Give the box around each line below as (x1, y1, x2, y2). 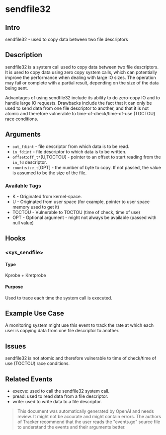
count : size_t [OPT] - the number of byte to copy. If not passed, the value (12, 164, 162, 170)
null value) (12, 219, 34, 225)
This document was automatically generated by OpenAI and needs (17, 408, 154, 414)
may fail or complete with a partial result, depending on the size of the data (5, 79, 159, 85)
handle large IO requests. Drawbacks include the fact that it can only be (5, 100, 152, 106)
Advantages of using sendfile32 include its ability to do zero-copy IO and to (5, 94, 160, 100)
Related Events (5, 375, 53, 383)
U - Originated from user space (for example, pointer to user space (12, 199, 150, 205)
